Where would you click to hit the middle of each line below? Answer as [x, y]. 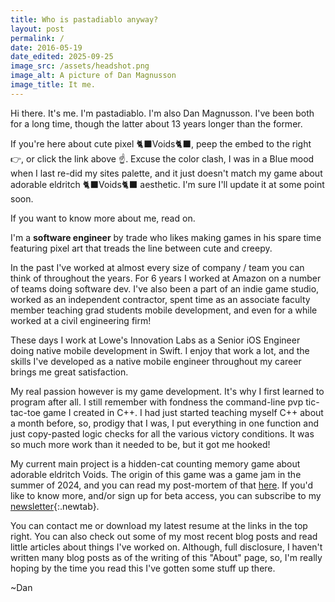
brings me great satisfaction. [69, 372]
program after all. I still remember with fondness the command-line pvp [157, 402]
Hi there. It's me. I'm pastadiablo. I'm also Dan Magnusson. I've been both [162, 113]
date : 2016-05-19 [46, 47]
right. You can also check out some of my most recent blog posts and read [164, 536]
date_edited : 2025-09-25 [62, 57]
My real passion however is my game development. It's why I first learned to [167, 391]
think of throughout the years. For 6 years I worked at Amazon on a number [166, 278]
